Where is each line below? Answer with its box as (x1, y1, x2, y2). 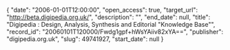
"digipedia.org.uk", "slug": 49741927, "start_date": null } (6, 35, 164, 43)
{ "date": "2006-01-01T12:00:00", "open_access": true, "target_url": (6, 6, 198, 14)
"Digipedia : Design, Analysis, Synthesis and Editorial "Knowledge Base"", (6, 21, 216, 28)
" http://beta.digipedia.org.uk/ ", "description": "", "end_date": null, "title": (6, 13, 211, 21)
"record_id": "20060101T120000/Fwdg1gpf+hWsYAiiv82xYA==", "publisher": (6, 27, 224, 36)
